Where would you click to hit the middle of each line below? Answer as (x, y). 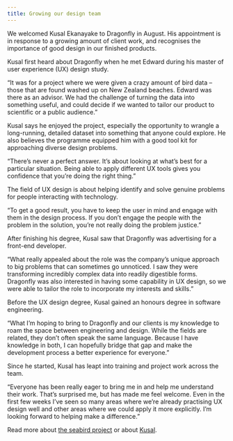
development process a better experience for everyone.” (88, 352)
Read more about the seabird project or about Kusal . (82, 430)
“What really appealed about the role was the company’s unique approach (113, 259)
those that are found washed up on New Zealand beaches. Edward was (110, 90)
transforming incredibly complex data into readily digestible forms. (103, 274)
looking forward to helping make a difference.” (74, 416)
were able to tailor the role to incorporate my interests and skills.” (101, 288)
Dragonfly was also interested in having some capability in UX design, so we (117, 281)
